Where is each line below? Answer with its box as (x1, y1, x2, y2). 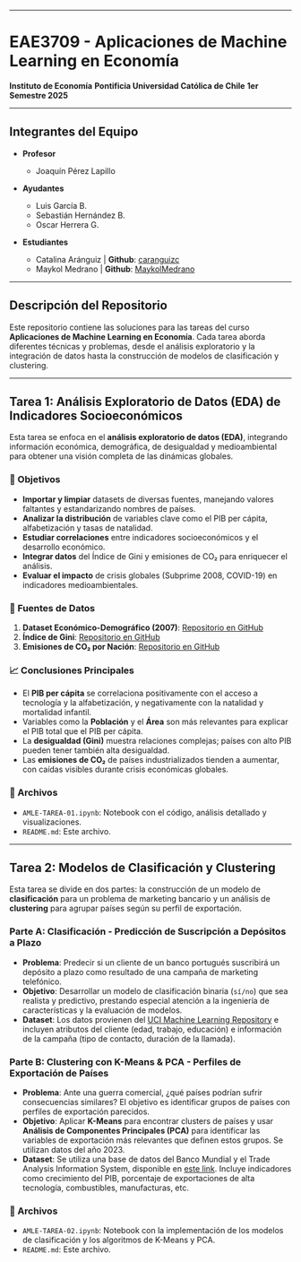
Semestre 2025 (9, 90, 69, 100)
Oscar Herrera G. (35, 219, 99, 229)
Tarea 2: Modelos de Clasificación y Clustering (9, 860, 276, 875)
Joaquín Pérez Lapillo (35, 165, 116, 176)
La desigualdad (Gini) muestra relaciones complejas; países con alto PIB (21, 736, 292, 747)
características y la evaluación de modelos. (21, 1005, 183, 1016)
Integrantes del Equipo (9, 125, 139, 140)
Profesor (21, 148, 56, 159)
